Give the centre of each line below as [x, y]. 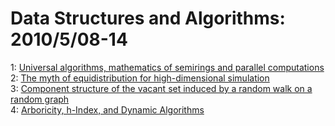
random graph [40, 99]
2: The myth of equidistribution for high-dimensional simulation [140, 78]
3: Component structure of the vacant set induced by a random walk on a [161, 88]
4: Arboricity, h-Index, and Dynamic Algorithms [107, 109]
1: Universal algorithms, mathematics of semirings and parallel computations [167, 67]
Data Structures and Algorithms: [148, 18]
